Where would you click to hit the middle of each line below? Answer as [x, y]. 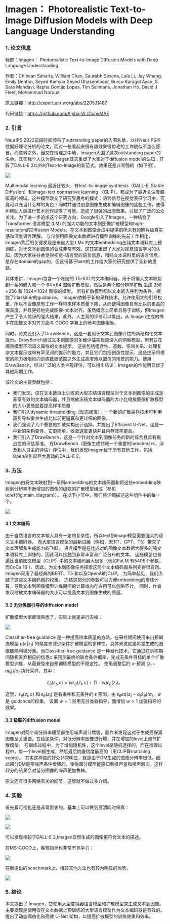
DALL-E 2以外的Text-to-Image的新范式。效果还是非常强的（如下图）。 [86, 165]
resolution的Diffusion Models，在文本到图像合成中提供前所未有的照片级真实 [84, 230]
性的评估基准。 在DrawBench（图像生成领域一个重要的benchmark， [88, 443]
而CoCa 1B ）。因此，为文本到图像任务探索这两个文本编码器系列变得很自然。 [84, 567]
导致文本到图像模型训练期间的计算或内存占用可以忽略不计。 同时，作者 [88, 586]
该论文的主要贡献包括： [30, 382]
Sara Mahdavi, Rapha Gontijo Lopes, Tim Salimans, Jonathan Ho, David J [81, 87]
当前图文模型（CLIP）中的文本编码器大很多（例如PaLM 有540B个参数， [89, 561]
